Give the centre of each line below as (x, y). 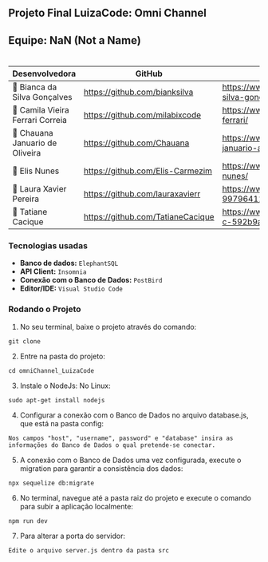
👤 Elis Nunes (36, 171)
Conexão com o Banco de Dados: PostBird (91, 280)
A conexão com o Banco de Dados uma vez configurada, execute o (130, 460)
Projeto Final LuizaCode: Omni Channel (108, 13)
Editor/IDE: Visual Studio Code (71, 289)
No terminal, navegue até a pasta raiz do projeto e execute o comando (135, 497)
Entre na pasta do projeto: (63, 356)
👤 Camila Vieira (41, 109)
